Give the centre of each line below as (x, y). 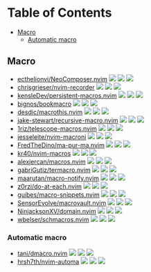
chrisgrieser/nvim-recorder (56, 87)
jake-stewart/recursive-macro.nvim (68, 120)
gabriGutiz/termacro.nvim (54, 170)
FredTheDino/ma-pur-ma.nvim (61, 145)
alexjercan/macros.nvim (52, 161)
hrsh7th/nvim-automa (48, 262)
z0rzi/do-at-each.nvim (49, 186)
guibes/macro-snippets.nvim (59, 194)
